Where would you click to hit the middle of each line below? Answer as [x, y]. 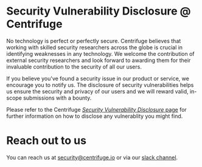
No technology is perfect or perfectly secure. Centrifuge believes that [94, 41]
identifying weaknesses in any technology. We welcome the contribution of [100, 53]
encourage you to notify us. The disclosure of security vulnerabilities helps [100, 85]
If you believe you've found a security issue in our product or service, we [98, 78]
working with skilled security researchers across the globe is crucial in [95, 47]
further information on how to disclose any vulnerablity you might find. [95, 116]
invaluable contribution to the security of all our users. [74, 66]
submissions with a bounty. [57, 98]
